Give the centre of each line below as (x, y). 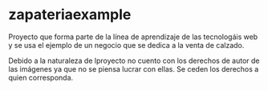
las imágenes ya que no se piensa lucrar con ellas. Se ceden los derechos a (134, 68)
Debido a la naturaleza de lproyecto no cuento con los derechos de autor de (134, 61)
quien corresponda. (41, 77)
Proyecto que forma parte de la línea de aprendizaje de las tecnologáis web (133, 37)
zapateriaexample (70, 15)
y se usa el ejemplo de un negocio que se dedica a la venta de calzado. (126, 45)
